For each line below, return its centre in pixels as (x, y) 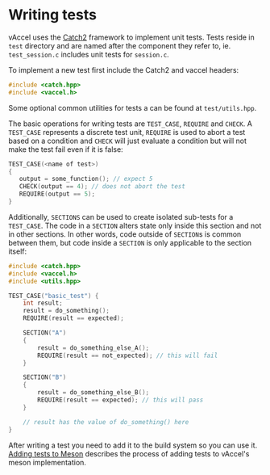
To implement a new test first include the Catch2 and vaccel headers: (124, 69)
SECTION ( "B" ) (45, 377)
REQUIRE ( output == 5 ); (57, 194)
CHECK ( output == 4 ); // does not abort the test (102, 187)
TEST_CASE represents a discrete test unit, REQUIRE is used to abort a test (127, 132)
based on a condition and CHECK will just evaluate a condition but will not (128, 141)
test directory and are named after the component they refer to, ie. (120, 45)
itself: (17, 251)
